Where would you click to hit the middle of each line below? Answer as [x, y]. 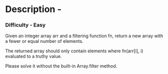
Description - [33, 9]
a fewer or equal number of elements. [44, 41]
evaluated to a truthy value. [34, 56]
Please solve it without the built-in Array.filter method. [61, 66]
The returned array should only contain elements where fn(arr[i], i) [74, 51]
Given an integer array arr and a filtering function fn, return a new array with [84, 36]
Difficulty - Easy [25, 25]
